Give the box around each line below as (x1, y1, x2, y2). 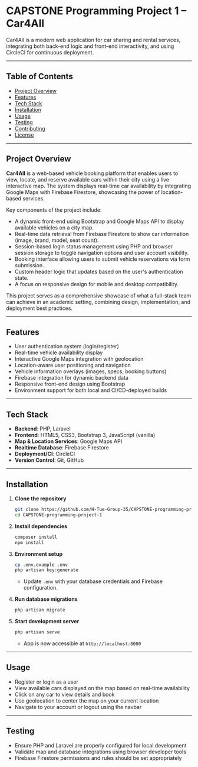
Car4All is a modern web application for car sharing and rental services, (6, 36, 181, 43)
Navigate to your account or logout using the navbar (14, 703, 142, 710)
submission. (14, 261, 44, 268)
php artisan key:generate (14, 567, 78, 573)
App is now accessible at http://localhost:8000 (23, 640, 141, 647)
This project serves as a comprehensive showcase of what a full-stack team (6, 292, 192, 299)
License (14, 131, 34, 138)
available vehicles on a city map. (14, 224, 94, 231)
